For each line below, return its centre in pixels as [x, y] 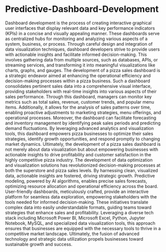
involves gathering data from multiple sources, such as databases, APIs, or [82, 60]
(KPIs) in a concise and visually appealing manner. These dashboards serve [83, 33]
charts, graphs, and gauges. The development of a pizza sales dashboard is [83, 70]
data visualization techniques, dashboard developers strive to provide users [83, 49]
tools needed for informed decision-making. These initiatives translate [77, 202]
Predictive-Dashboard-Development [82, 9]
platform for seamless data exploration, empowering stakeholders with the [81, 196]
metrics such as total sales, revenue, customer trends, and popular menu [80, 102]
